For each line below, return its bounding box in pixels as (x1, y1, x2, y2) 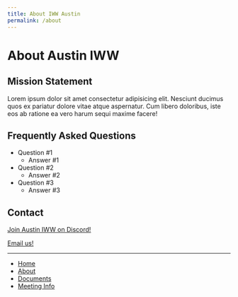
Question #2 (17, 163, 55, 172)
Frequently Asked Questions (7, 129, 137, 141)
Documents (17, 274, 52, 283)
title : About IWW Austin (7, 10, 81, 18)
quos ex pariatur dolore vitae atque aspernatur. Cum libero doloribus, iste (7, 102, 221, 110)
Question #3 (17, 178, 55, 187)
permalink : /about (7, 17, 62, 24)
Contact (7, 206, 44, 219)
